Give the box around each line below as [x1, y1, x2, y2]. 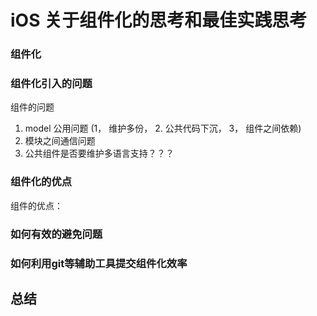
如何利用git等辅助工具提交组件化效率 [10, 256, 188, 270]
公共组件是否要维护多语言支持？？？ [24, 147, 175, 160]
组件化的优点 [10, 175, 73, 189]
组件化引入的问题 [10, 77, 93, 91]
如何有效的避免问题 [10, 227, 103, 241]
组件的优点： [10, 199, 63, 211]
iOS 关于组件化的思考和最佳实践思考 [10, 9, 308, 32]
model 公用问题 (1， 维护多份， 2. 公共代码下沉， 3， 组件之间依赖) [24, 122, 302, 135]
